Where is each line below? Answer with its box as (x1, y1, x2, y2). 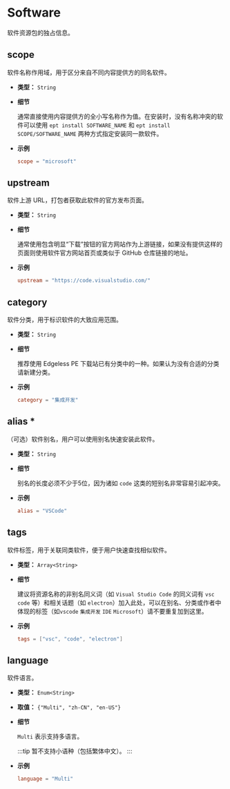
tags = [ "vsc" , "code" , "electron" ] (17, 635, 123, 643)
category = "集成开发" (17, 397, 79, 404)
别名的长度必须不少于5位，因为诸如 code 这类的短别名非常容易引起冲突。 (17, 478, 224, 487)
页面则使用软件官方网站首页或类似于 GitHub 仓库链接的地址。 (17, 249, 192, 257)
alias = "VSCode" (17, 507, 68, 514)
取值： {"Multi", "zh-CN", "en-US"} (17, 703, 122, 712)
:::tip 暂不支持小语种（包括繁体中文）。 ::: (17, 747, 133, 755)
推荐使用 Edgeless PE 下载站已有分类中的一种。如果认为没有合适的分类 (17, 360, 220, 368)
